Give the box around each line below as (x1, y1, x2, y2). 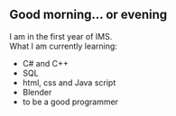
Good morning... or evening (9, 7, 168, 22)
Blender (22, 86, 52, 97)
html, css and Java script (22, 76, 116, 88)
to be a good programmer (22, 96, 119, 107)
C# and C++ (22, 58, 69, 68)
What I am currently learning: (9, 40, 117, 51)
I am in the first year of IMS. (9, 31, 113, 41)
